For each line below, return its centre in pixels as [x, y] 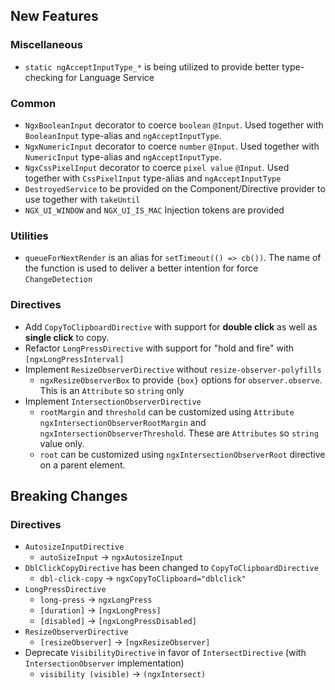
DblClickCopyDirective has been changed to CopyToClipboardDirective [171, 568]
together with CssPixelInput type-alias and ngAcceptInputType [153, 178]
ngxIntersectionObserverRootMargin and [123, 422]
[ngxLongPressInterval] [74, 359]
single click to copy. [67, 337]
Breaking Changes [69, 495]
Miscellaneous [46, 45]
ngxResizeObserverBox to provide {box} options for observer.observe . [181, 380]
